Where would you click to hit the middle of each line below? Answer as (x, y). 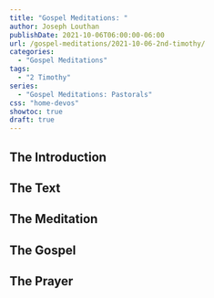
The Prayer (41, 281)
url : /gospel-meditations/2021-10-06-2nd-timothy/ (107, 43)
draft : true (32, 120)
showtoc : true (36, 112)
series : (24, 86)
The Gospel (43, 250)
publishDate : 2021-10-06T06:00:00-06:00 (87, 35)
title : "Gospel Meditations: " (69, 18)
